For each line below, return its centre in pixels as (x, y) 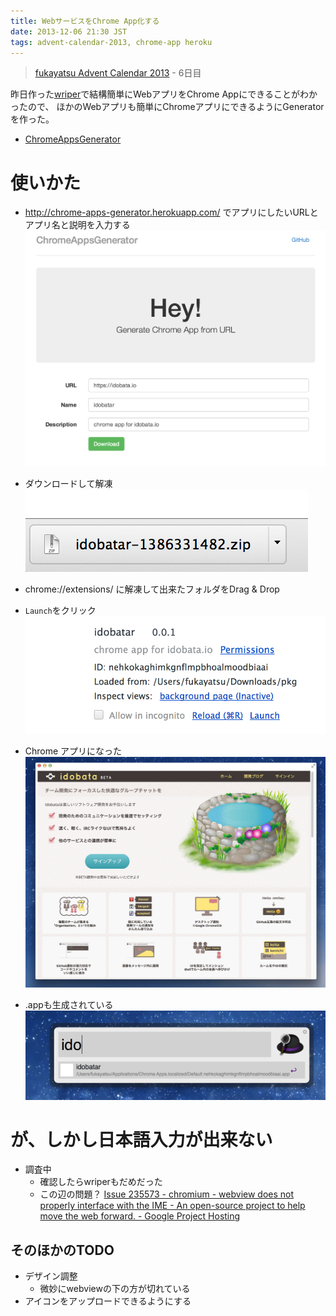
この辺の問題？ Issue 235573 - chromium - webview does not (167, 1194)
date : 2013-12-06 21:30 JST (69, 31)
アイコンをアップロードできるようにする (108, 1301)
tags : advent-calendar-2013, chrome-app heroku (111, 42)
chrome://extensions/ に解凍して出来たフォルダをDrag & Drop (152, 589)
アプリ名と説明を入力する (77, 225)
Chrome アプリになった (73, 751)
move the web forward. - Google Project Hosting (140, 1216)
